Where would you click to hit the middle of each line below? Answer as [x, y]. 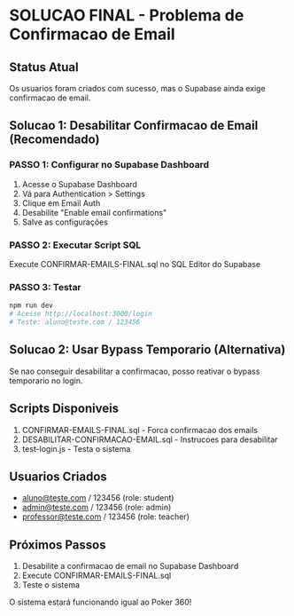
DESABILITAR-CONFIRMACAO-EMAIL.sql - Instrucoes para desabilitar [150, 439]
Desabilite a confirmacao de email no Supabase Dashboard [130, 566]
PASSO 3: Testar [45, 287]
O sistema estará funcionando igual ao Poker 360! [101, 602]
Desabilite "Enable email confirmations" [94, 212]
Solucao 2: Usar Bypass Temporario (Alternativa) [147, 350]
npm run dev [31, 306]
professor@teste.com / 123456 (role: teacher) [106, 517]
